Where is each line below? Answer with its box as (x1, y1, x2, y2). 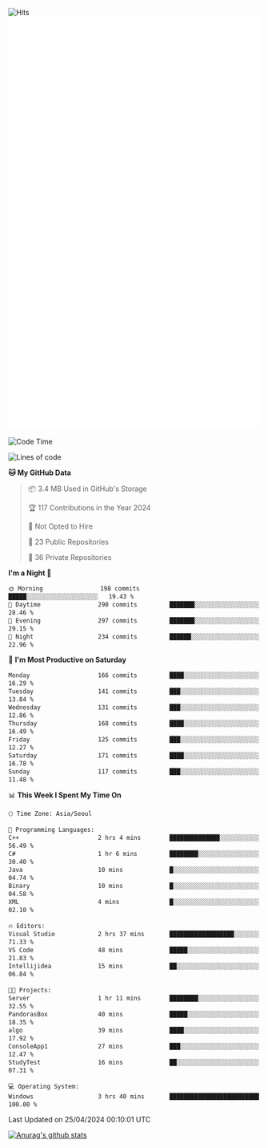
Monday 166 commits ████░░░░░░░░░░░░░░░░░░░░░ (8, 671, 260, 679)
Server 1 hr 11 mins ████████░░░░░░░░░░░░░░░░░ (8, 994, 260, 1002)
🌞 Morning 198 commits (8, 584, 140, 593)
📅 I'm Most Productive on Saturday (8, 655, 126, 664)
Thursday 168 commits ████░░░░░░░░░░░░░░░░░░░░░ (8, 719, 260, 728)
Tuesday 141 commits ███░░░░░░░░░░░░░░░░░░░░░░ (8, 687, 260, 696)
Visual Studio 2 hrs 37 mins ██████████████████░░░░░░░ (8, 930, 260, 938)
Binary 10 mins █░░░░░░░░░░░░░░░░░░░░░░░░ (8, 882, 260, 890)
